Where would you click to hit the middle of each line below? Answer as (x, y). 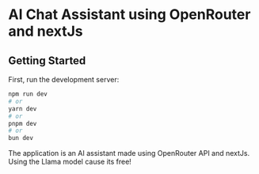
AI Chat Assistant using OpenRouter (129, 15)
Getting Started (47, 61)
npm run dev (28, 94)
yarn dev (23, 108)
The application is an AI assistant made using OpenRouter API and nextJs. (129, 153)
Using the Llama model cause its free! (70, 162)
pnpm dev (23, 123)
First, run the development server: (64, 79)
